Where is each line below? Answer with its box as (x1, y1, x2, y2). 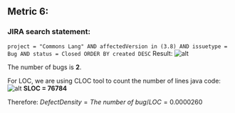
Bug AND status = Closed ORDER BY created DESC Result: (7, 49, 173, 57)
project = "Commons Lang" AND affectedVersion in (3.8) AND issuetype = (7, 42, 228, 50)
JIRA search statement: (7, 27, 91, 37)
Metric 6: (7, 6, 49, 18)
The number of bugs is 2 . (7, 63, 82, 71)
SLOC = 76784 (23, 84, 68, 93)
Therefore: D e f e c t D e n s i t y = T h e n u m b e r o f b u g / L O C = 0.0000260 (7, 97, 203, 106)
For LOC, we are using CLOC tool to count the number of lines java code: (7, 76, 221, 85)
